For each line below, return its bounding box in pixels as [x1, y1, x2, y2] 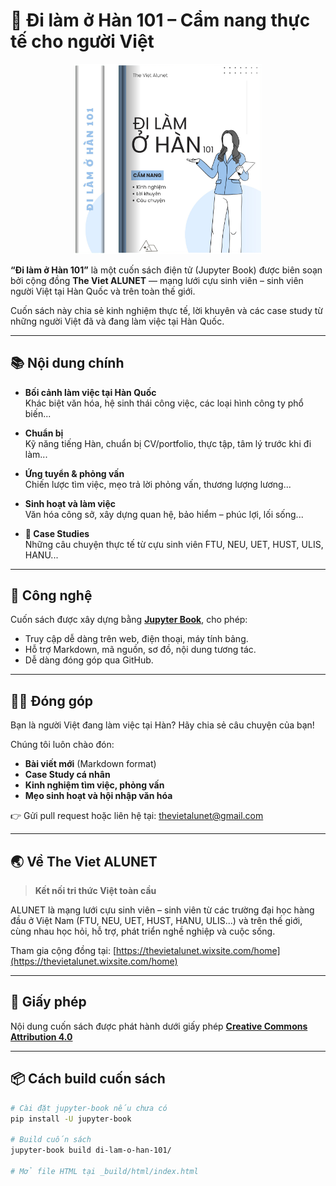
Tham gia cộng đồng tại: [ [10, 945, 117, 957]
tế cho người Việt [10, 30, 155, 53]
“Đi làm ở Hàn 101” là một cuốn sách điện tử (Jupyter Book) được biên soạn [10, 264, 323, 276]
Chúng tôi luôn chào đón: [10, 739, 115, 751]
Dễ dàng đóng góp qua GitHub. [24, 654, 154, 666]
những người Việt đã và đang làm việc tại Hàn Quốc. [10, 315, 225, 327]
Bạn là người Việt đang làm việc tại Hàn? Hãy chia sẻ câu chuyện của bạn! [10, 719, 315, 731]
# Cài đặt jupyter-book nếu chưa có [10, 1103, 168, 1113]
